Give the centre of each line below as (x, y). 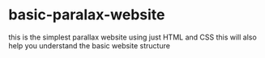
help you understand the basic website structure (89, 45)
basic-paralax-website (87, 15)
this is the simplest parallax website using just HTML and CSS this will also (132, 37)
